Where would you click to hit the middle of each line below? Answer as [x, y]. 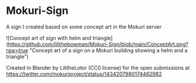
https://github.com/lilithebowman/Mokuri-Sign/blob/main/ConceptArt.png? [98, 44]
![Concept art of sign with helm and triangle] [59, 38]
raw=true [17, 50]
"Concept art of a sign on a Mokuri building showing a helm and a [109, 50]
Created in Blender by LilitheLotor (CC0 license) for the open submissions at [98, 67]
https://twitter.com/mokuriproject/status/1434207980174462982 [84, 74]
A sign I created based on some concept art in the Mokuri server [84, 27]
